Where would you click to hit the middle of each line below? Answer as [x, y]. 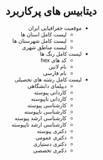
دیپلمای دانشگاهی [47, 85]
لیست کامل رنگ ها [61, 53]
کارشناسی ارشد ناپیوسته [39, 124]
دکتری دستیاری [50, 144]
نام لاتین [58, 66]
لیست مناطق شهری [44, 47]
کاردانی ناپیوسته [49, 99]
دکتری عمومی [51, 137]
